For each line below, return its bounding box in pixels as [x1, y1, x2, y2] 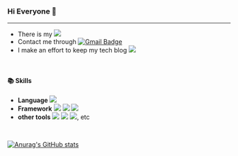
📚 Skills [7, 76, 32, 84]
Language [17, 96, 48, 104]
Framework [17, 104, 52, 113]
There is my [17, 30, 53, 38]
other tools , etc [17, 113, 90, 121]
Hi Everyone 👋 [7, 6, 57, 16]
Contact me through [17, 38, 76, 46]
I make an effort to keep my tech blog [17, 46, 127, 55]
